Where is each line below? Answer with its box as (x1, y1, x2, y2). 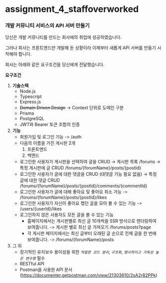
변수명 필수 (25, 255, 46, 261)
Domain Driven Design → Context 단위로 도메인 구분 (19, 105, 124, 111)
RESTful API (19, 261, 45, 267)
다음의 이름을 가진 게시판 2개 (19, 140, 76, 146)
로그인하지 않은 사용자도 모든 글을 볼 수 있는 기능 (19, 212, 114, 218)
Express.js (19, 99, 41, 105)
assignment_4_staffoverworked (5, 3, 139, 15)
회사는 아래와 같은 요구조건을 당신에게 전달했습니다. (5, 62, 105, 68)
